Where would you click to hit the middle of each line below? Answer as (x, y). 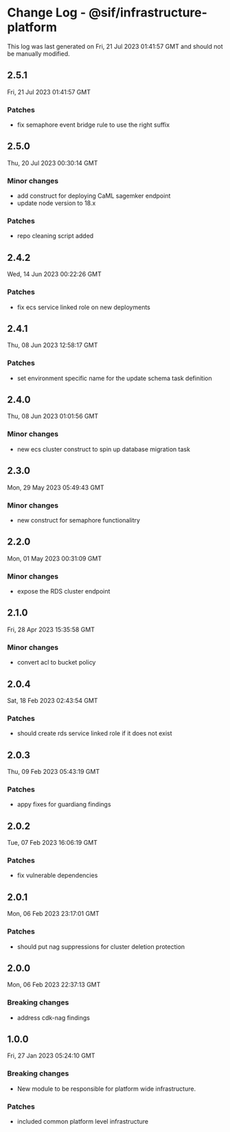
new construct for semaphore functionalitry (79, 520)
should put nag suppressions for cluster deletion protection (101, 946)
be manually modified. (38, 54)
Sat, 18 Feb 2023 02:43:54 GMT (53, 700)
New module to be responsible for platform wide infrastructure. (106, 1089)
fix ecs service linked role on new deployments (84, 307)
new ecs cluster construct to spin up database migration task (104, 449)
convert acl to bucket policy (56, 662)
